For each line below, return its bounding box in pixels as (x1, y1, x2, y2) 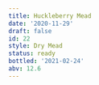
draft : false (8, 27, 52, 35)
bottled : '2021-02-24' (8, 57, 85, 66)
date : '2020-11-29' (8, 19, 74, 28)
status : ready (8, 49, 56, 57)
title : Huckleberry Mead (8, 11, 92, 20)
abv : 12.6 (8, 65, 42, 73)
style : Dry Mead (8, 42, 63, 50)
